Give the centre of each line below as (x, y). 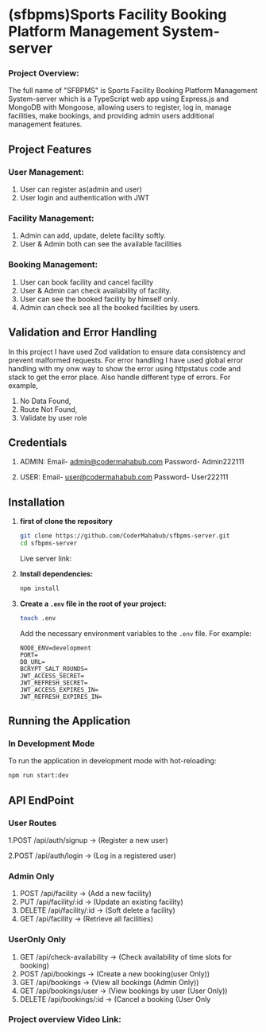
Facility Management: (51, 219)
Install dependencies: (56, 573)
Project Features (50, 149)
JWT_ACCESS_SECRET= (52, 676)
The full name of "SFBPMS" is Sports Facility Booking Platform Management (133, 91)
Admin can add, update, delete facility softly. (93, 235)
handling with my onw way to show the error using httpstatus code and (124, 368)
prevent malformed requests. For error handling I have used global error (126, 360)
